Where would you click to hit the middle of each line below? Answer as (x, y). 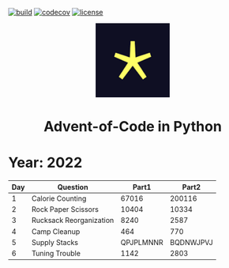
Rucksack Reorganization (73, 221)
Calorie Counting (59, 198)
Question (73, 187)
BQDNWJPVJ (191, 242)
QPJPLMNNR (142, 242)
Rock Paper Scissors (65, 209)
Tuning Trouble (56, 254)
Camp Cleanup (56, 231)
